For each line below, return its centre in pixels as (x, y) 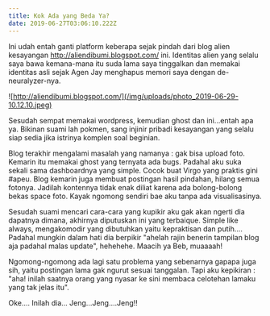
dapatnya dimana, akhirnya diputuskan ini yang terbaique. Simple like (124, 220)
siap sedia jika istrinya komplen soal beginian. (84, 137)
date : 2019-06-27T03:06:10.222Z (62, 23)
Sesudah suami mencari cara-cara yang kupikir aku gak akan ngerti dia (127, 211)
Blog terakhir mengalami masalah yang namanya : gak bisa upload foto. (127, 153)
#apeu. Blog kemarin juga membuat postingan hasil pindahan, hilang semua (134, 179)
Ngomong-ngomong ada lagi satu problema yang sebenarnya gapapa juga (132, 261)
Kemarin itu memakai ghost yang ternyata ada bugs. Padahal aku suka (125, 161)
